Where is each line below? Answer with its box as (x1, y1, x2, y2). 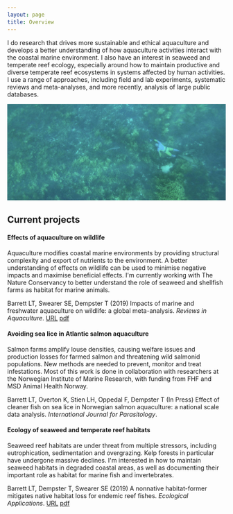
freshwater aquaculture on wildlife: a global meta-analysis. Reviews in (7, 306, 207, 315)
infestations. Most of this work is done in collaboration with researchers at (7, 367, 219, 375)
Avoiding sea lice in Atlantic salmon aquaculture (7, 329, 149, 338)
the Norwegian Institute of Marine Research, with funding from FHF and (7, 375, 212, 383)
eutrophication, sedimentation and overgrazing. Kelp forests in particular (7, 448, 214, 457)
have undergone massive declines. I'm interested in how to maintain (7, 456, 201, 464)
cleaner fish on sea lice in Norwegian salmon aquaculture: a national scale (7, 402, 220, 411)
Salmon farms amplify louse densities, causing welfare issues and (7, 345, 196, 353)
